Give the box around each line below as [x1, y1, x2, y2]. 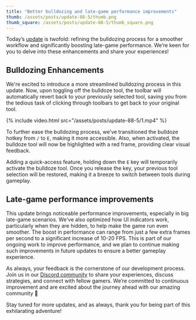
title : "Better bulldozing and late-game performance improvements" [6, 8, 177, 15]
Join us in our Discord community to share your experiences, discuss [6, 271, 174, 278]
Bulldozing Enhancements [6, 65, 104, 75]
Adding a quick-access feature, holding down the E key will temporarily [6, 159, 178, 166]
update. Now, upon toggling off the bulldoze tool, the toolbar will [6, 87, 161, 94]
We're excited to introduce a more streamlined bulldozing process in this [6, 80, 181, 88]
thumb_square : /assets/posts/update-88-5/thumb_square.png [6, 19, 154, 25]
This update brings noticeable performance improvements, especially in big [6, 210, 189, 217]
